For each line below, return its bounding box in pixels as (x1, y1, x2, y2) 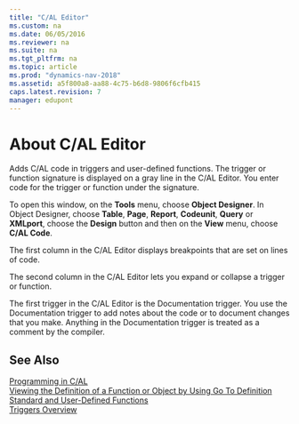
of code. (9, 254, 40, 265)
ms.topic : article (9, 63, 77, 72)
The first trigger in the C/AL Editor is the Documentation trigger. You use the (9, 299, 287, 309)
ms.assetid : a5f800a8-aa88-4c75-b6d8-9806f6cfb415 (9, 79, 201, 88)
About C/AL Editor (9, 134, 147, 154)
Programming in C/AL (9, 376, 88, 387)
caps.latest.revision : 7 (9, 87, 101, 96)
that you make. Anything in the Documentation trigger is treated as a (9, 317, 260, 328)
